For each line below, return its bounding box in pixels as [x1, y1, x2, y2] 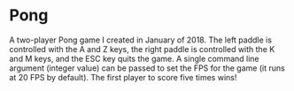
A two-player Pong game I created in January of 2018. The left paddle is [9, 34, 273, 45]
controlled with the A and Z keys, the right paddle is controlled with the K [9, 43, 275, 54]
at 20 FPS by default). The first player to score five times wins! [9, 72, 237, 82]
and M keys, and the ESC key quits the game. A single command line [9, 53, 259, 64]
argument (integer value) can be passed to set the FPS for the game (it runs [9, 63, 285, 73]
